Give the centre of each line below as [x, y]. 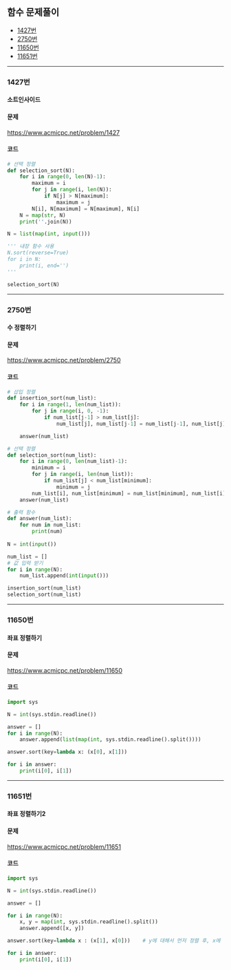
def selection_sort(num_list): [52, 455]
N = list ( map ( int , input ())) [49, 234]
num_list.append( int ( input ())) [64, 576]
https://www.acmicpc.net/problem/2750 [64, 360]
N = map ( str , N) [43, 215]
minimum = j [73, 487]
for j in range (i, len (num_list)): [83, 474]
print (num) [47, 532]
